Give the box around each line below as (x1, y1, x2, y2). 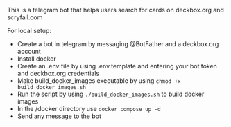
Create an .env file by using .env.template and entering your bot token (17, 62, 217, 70)
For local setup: (7, 27, 52, 35)
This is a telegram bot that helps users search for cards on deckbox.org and (7, 6, 224, 14)
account (17, 48, 42, 55)
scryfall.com (7, 13, 43, 21)
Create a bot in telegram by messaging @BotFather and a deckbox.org (17, 40, 219, 48)
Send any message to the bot (17, 112, 102, 120)
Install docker (17, 55, 57, 63)
